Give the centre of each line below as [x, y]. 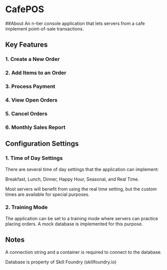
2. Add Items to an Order [36, 73]
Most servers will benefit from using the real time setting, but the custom [81, 189]
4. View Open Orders [31, 100]
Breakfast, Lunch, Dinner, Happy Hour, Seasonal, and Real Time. [72, 179]
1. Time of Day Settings [34, 158]
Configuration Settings [42, 144]
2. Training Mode [27, 208]
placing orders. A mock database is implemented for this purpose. [74, 224]
